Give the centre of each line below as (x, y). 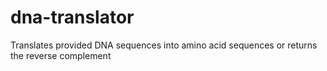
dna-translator (72, 17)
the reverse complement (61, 55)
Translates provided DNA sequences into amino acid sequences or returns (164, 45)
